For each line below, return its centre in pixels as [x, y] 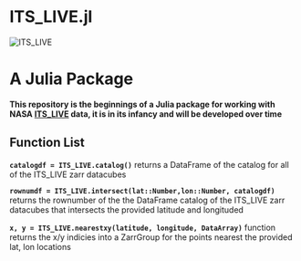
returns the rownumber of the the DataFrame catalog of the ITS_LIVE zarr [147, 200]
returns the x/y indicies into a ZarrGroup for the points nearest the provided [151, 237]
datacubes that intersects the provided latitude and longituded [127, 209]
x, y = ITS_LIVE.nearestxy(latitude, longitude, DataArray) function [143, 227]
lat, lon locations [40, 246]
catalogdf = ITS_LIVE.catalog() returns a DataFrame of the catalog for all [149, 164]
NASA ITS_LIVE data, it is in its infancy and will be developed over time [146, 114]
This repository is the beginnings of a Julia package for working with [142, 104]
